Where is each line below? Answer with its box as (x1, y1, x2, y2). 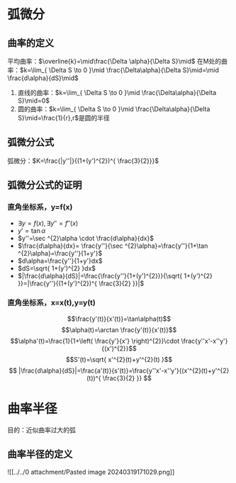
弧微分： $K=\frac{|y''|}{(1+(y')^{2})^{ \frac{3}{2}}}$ (7, 157, 159, 165)
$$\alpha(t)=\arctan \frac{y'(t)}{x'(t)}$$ (61, 325, 177, 334)
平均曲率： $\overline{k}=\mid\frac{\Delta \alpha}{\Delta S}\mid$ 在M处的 (7, 57, 222, 65)
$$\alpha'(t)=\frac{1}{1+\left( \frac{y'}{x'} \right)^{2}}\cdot (10, 336, 179, 345)
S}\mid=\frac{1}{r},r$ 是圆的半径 (17, 114, 110, 122)
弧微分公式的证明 (7, 179, 82, 191)
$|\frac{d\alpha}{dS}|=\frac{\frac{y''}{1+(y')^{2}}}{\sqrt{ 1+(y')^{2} (17, 271, 213, 280)
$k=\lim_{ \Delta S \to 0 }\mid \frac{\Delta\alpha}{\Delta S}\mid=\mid (20, 66, 220, 74)
